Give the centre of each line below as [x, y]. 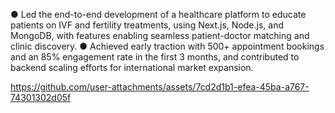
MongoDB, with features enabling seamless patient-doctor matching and [160, 35]
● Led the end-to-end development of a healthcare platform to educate [158, 14]
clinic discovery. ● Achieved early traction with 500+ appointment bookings [167, 46]
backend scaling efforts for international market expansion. [132, 67]
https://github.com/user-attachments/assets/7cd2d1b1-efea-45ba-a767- [160, 87]
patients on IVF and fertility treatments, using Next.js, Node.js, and [147, 25]
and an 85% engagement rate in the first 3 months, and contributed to [155, 57]
